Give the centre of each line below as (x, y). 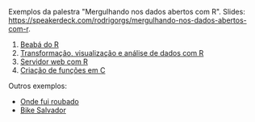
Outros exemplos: (38, 86)
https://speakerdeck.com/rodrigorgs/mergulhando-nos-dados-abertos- (128, 20)
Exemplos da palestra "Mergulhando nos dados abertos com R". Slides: (127, 12)
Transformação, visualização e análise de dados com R (112, 53)
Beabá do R (39, 44)
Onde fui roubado (49, 101)
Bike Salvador (43, 110)
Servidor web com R (54, 61)
